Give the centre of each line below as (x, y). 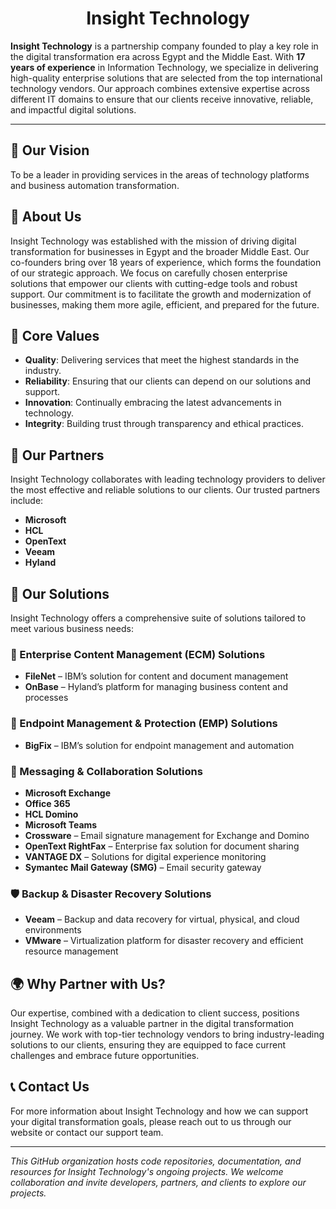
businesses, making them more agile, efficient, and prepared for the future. (165, 304)
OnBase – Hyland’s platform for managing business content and (156, 687)
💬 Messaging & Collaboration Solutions (106, 771)
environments (53, 930)
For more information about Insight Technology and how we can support (159, 1111)
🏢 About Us (46, 217)
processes (46, 698)
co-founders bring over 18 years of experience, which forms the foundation (166, 262)
